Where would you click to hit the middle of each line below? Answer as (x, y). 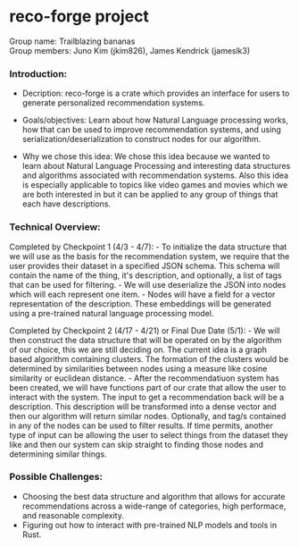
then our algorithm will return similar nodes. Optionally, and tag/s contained (148, 416)
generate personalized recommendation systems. (113, 103)
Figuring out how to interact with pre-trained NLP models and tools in (149, 525)
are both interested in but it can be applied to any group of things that (150, 195)
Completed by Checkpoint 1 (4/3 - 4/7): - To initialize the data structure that (148, 247)
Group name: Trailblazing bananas (72, 41)
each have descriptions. (66, 204)
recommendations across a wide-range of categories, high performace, (154, 506)
